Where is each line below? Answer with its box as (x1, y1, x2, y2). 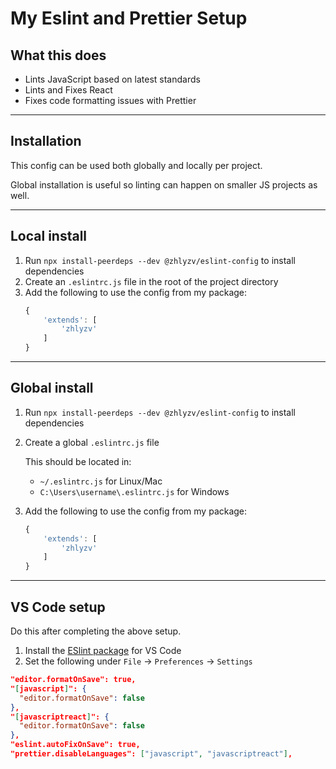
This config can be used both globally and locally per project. (10, 159, 263, 171)
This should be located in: (24, 455, 132, 467)
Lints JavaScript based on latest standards (24, 73, 201, 85)
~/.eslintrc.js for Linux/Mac (39, 475, 163, 487)
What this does (10, 47, 107, 64)
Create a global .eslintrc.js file (24, 436, 160, 448)
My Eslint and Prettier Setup (10, 7, 248, 30)
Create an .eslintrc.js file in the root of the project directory (24, 275, 279, 287)
